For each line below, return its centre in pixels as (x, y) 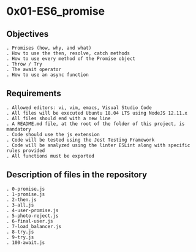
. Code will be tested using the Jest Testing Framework (81, 140)
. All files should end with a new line (59, 118)
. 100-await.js (26, 242)
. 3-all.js (20, 205)
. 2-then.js (21, 200)
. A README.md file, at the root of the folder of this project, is (96, 124)
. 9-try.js (20, 237)
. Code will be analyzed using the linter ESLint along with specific (98, 145)
